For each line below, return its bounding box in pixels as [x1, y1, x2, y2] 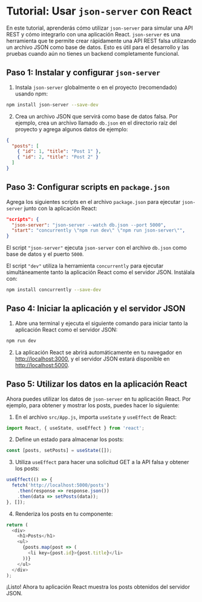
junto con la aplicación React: [24, 204, 98, 212]
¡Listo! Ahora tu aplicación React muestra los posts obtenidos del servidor [6, 583, 191, 591]
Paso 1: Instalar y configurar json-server [6, 68, 160, 78]
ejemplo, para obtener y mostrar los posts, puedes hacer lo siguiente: [6, 401, 180, 409]
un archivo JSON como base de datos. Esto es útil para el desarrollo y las [6, 44, 189, 51]
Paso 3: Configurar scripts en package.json [6, 182, 171, 192]
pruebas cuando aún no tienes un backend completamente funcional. [6, 50, 180, 57]
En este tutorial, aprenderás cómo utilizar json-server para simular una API [6, 24, 194, 31]
